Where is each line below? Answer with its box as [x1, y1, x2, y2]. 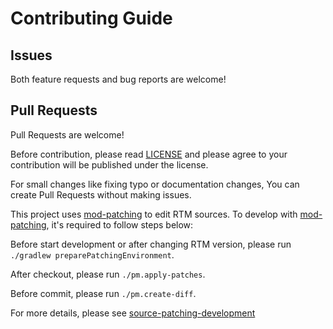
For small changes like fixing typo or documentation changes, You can [10, 178, 300, 190]
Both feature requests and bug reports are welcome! [10, 73, 227, 85]
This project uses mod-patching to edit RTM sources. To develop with [10, 208, 298, 220]
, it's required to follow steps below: [46, 218, 194, 231]
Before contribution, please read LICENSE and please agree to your [10, 148, 288, 160]
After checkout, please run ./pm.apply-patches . [10, 268, 206, 280]
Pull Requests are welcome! [10, 128, 125, 141]
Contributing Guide [10, 7, 173, 30]
